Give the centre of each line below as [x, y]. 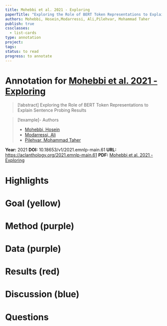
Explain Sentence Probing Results [52, 110]
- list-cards [23, 33]
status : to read [22, 51]
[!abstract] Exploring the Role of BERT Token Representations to [83, 105]
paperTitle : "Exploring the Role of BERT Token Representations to [77, 14]
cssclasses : [17, 28]
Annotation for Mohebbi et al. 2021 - [81, 81]
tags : [11, 47]
